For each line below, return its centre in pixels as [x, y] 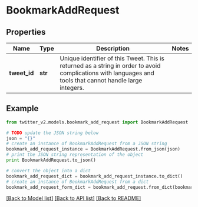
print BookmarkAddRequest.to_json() [51, 160]
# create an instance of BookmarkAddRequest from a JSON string [87, 144]
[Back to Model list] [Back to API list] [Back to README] [74, 198]
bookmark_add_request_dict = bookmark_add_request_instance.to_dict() [95, 176]
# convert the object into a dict [49, 171]
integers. [72, 88]
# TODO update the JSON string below [52, 133]
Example [22, 108]
